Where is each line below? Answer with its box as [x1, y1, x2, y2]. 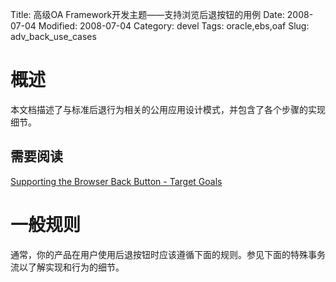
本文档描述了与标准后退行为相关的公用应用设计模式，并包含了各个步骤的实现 [10, 103, 326, 115]
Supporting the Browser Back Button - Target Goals [10, 175, 223, 187]
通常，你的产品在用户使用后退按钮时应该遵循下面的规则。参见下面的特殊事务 [10, 248, 326, 260]
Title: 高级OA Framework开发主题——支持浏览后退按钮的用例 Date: [10, 9, 285, 20]
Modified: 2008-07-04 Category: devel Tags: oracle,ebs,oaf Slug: [38, 20, 310, 32]
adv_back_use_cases [10, 31, 97, 42]
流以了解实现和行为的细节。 [10, 261, 125, 273]
